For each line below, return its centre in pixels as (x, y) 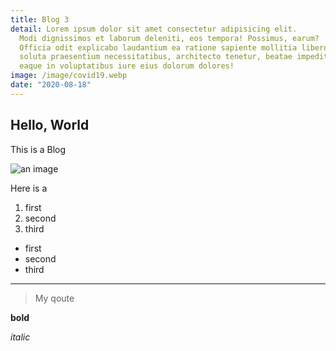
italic (20, 337)
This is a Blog (38, 149)
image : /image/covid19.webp (69, 76)
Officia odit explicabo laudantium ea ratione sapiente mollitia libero (174, 47)
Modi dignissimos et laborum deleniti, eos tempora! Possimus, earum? (169, 38)
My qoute (54, 298)
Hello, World (50, 125)
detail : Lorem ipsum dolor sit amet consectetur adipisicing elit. (154, 29)
